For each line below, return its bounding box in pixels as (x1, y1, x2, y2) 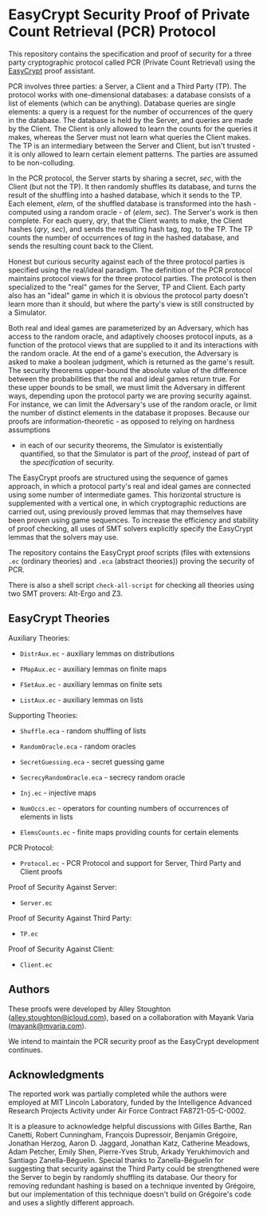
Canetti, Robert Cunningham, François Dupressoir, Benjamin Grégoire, (8, 1130, 238, 1140)
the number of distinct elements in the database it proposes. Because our (8, 407, 249, 417)
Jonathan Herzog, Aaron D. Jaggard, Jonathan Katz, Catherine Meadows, (8, 1138, 250, 1148)
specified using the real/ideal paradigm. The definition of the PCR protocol (8, 265, 253, 275)
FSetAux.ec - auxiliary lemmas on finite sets (19, 679, 163, 689)
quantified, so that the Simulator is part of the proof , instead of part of (19, 449, 249, 459)
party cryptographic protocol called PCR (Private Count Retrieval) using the (8, 58, 256, 67)
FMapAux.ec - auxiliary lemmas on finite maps (19, 664, 167, 673)
